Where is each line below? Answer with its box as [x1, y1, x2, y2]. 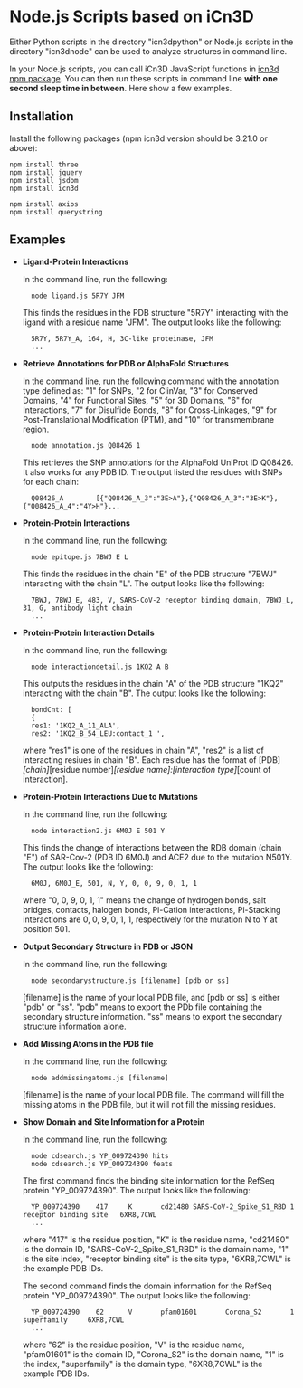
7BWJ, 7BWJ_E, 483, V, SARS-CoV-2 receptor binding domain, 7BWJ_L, [31, 595, 295, 604]
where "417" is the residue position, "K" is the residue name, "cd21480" [22, 1233, 289, 1245]
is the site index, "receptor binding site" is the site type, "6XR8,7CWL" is [22, 1253, 291, 1264]
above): [9, 142, 38, 153]
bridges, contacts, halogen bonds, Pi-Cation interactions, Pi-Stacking [22, 904, 281, 915]
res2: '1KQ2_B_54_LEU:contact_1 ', [31, 728, 166, 738]
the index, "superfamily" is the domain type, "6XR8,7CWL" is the [22, 1358, 263, 1369]
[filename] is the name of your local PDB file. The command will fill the [22, 1089, 285, 1100]
